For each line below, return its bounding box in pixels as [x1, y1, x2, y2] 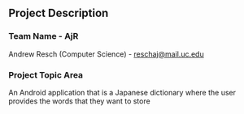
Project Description [8, 6, 109, 20]
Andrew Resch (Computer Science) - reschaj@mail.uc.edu [8, 49, 205, 59]
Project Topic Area [8, 69, 84, 80]
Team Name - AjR [8, 31, 79, 42]
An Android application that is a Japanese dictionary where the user [8, 87, 237, 97]
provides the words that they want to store [8, 96, 150, 106]
